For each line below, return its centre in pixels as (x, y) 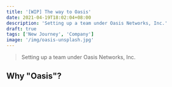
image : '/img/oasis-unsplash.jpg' (50, 40)
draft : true (21, 29)
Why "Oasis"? (34, 76)
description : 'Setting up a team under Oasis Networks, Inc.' (87, 23)
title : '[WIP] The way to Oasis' (49, 12)
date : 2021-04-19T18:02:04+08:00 (49, 18)
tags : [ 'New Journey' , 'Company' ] (50, 34)
